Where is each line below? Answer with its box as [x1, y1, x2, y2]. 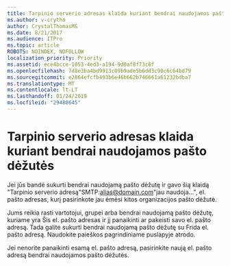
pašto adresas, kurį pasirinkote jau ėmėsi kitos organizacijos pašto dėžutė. [7, 195, 217, 203]
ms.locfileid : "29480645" [7, 99, 81, 106]
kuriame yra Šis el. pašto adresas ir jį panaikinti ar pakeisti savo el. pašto [7, 215, 211, 223]
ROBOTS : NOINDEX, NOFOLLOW [7, 49, 84, 56]
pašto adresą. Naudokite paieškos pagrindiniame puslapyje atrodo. [7, 230, 196, 239]
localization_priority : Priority [7, 55, 103, 62]
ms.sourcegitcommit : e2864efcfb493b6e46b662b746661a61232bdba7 [7, 73, 192, 81]
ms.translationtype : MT [7, 80, 75, 87]
